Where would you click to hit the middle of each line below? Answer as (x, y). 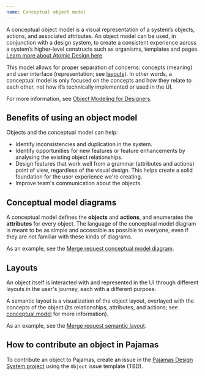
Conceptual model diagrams (61, 202)
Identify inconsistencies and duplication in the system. (84, 144)
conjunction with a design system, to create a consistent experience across (102, 42)
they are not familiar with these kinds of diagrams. (69, 237)
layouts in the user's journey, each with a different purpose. (81, 289)
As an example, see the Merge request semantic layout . (76, 326)
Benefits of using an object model (72, 118)
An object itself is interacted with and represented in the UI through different (102, 282)
